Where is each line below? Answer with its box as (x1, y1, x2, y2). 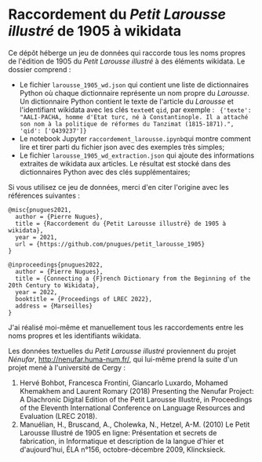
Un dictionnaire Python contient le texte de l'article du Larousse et (19, 96, 234, 106)
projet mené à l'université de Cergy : (8, 362, 126, 372)
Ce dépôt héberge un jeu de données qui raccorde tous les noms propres (8, 48, 246, 57)
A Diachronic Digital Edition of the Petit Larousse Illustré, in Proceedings (19, 395, 253, 404)
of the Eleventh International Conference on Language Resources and (19, 402, 246, 413)
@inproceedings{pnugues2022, (8, 260, 104, 268)
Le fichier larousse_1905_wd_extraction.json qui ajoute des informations (19, 151, 255, 160)
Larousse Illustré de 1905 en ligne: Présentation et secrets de (19, 427, 217, 437)
